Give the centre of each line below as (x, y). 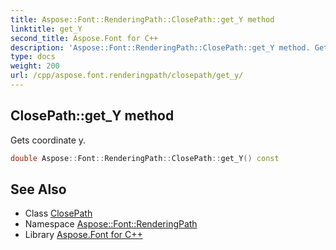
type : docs (33, 57)
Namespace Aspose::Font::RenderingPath (111, 224)
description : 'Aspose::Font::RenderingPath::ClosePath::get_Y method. (160, 47)
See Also (38, 189)
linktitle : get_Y (46, 29)
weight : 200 (35, 66)
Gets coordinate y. (48, 140)
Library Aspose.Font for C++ (83, 235)
